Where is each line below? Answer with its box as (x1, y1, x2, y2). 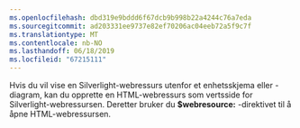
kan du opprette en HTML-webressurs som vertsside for (43, 89, 254, 100)
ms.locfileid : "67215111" (9, 55, 106, 64)
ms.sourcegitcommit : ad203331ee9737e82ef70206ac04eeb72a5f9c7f (9, 22, 252, 31)
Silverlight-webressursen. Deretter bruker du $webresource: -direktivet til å (9, 99, 292, 109)
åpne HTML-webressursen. (9, 109, 111, 119)
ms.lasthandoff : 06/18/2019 (9, 47, 115, 56)
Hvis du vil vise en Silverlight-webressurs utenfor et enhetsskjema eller (9, 80, 273, 90)
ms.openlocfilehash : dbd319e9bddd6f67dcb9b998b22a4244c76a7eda (9, 13, 252, 23)
